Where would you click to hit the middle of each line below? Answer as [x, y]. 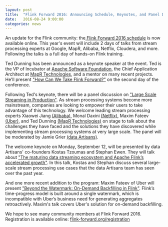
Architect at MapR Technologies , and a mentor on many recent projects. [79, 74]
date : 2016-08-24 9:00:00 [34, 19]
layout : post [19, 10]
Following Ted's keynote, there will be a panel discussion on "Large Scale [81, 94]
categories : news [23, 24]
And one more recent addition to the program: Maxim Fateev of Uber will [80, 183]
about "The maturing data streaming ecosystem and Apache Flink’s [74, 157]
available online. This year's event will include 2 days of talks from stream [81, 43]
